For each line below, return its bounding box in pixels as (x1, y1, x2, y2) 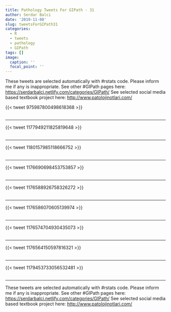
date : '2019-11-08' (5, 17, 47, 22)
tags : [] (5, 50, 24, 55)
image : (5, 54, 19, 60)
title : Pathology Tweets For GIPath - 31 (5, 7, 95, 13)
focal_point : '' (10, 64, 44, 69)
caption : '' (10, 60, 36, 65)
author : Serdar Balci (5, 12, 51, 17)
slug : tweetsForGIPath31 (5, 21, 58, 27)
